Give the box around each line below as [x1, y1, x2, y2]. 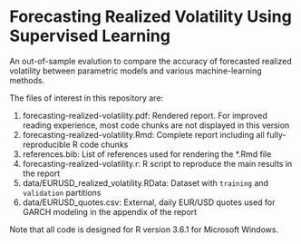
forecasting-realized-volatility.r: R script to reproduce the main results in [22, 158, 293, 169]
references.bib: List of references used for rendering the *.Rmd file [22, 148, 272, 160]
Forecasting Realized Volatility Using [9, 6, 292, 27]
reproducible [22, 139, 71, 150]
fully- [266, 129, 286, 140]
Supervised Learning [9, 25, 170, 46]
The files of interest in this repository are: [9, 93, 164, 103]
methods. [9, 74, 45, 85]
